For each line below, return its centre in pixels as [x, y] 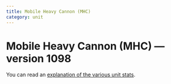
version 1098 [39, 58]
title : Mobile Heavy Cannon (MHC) [49, 11]
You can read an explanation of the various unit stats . [71, 75]
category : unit [25, 17]
